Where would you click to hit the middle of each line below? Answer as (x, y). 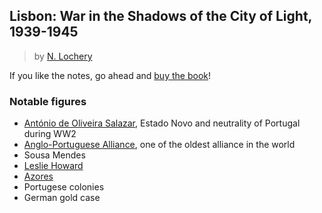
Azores (38, 176)
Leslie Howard (53, 166)
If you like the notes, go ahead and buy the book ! (110, 75)
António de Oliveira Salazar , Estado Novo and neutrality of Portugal (162, 123)
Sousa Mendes (54, 155)
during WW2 (50, 134)
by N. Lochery (63, 56)
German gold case (62, 198)
